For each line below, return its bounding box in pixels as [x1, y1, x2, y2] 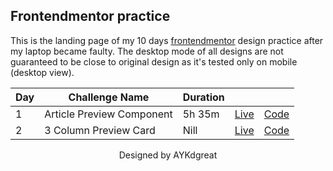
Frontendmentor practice [10, 8, 171, 25]
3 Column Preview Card [44, 123, 156, 137]
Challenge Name [68, 90, 150, 104]
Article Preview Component [44, 107, 173, 121]
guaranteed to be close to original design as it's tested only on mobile [10, 55, 298, 68]
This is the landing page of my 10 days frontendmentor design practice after [10, 34, 324, 46]
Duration [182, 90, 225, 104]
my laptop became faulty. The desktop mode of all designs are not [10, 45, 284, 57]
